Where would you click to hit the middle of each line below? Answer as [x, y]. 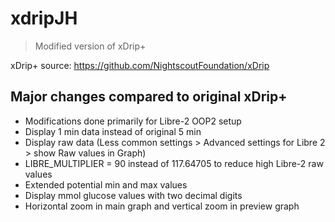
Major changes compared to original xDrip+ [149, 97]
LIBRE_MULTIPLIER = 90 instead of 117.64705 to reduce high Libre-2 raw [174, 163]
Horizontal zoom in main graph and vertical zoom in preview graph [162, 206]
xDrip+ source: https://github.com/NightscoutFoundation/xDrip [140, 65]
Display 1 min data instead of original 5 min [113, 131]
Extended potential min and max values [106, 184]
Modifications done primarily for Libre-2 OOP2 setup [133, 121]
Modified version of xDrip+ [90, 46]
